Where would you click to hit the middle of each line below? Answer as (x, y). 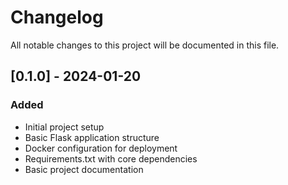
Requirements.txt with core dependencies (111, 158)
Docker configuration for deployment (101, 148)
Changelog (57, 17)
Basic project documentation (84, 169)
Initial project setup (64, 127)
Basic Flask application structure (92, 137)
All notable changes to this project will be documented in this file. (145, 45)
